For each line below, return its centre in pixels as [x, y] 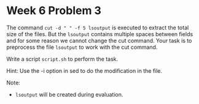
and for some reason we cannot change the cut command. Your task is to [99, 40]
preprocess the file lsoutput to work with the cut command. [82, 47]
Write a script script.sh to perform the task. [62, 59]
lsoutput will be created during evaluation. [69, 94]
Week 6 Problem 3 [54, 11]
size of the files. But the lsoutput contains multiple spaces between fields [100, 34]
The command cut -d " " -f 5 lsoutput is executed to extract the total [98, 28]
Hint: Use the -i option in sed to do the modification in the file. [84, 70]
